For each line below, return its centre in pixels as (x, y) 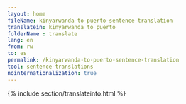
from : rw (20, 47)
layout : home (27, 14)
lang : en (20, 40)
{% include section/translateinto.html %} (67, 93)
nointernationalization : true (52, 73)
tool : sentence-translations (50, 67)
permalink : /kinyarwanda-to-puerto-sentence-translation (93, 60)
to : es (17, 54)
